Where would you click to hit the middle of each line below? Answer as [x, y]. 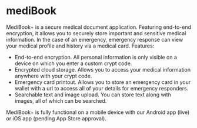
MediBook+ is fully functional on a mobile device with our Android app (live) [98, 112]
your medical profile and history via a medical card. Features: [80, 46]
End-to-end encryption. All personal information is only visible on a [96, 57]
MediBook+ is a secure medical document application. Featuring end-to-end [99, 27]
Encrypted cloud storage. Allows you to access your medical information [103, 69]
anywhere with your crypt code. [53, 76]
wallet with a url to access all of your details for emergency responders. [101, 88]
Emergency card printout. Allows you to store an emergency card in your [103, 82]
